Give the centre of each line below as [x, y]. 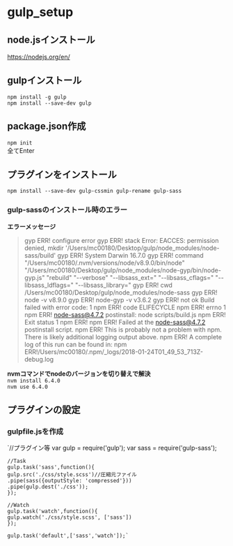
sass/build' [40, 255]
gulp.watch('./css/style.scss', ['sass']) [70, 517]
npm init [20, 143]
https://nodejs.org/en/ [39, 57]
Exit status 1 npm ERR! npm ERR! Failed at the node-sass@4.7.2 [115, 322]
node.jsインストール [51, 39]
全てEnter [21, 150]
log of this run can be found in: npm [75, 344]
